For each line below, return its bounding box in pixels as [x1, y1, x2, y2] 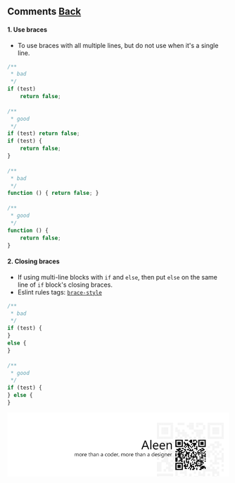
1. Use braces [7, 25, 48, 34]
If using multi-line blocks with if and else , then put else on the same [17, 273, 218, 281]
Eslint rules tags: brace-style [17, 287, 102, 296]
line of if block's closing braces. [17, 280, 113, 289]
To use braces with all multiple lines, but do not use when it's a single [17, 41, 219, 49]
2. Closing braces [7, 257, 60, 266]
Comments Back [7, 6, 82, 18]
